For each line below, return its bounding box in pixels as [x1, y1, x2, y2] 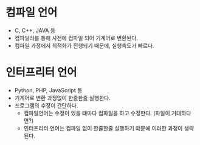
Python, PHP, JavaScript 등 [14, 86, 83, 94]
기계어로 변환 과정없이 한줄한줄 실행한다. [14, 94, 111, 101]
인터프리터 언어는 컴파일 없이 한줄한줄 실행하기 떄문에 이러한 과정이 [23, 124, 183, 132]
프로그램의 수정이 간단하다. [14, 101, 78, 109]
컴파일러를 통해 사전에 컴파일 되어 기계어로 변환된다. [14, 34, 138, 41]
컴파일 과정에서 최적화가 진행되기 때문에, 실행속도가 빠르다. [14, 42, 154, 49]
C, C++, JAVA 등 [14, 27, 56, 34]
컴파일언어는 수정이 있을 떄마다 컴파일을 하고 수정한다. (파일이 [23, 109, 171, 116]
